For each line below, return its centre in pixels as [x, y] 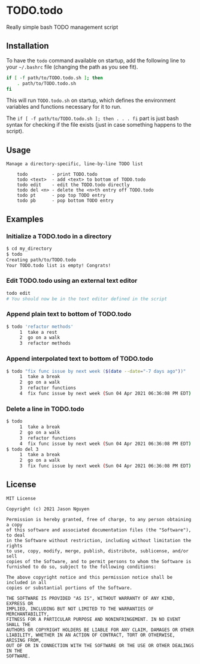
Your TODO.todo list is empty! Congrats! [59, 265]
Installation [28, 46]
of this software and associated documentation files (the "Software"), [99, 530]
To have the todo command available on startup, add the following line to [96, 60]
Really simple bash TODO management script [62, 27]
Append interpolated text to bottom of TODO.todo [80, 359]
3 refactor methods [45, 343]
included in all [26, 582]
